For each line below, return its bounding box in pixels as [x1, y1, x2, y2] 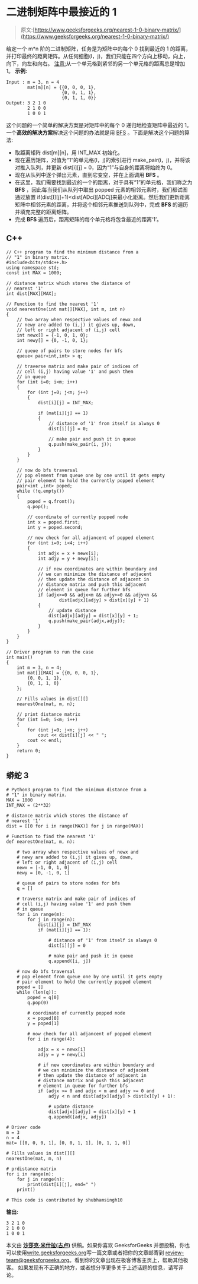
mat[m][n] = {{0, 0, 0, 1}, [27, 84, 96, 90]
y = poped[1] [27, 1020, 60, 1026]
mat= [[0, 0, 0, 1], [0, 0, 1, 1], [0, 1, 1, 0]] [6, 1140, 131, 1146]
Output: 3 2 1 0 [6, 100, 46, 106]
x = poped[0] [27, 1015, 60, 1021]
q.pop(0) [27, 1000, 49, 1006]
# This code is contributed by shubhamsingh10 [6, 1197, 123, 1203]
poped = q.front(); [27, 498, 76, 505]
